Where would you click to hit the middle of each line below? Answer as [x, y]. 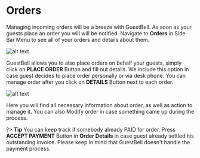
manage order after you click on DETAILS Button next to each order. [90, 82]
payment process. [28, 148]
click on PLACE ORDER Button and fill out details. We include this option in [98, 69]
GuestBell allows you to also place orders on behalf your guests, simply [94, 63]
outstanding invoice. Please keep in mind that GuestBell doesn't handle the [98, 142]
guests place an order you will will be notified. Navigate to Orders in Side [96, 33]
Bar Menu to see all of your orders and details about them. [78, 39]
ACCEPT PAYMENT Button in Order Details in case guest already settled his [100, 136]
